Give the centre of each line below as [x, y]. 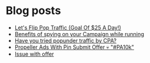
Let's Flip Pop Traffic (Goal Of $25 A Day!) [68, 28]
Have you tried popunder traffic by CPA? [66, 40]
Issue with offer [34, 54]
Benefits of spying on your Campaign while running [79, 34]
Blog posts [33, 11]
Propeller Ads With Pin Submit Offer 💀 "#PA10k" [74, 47]
